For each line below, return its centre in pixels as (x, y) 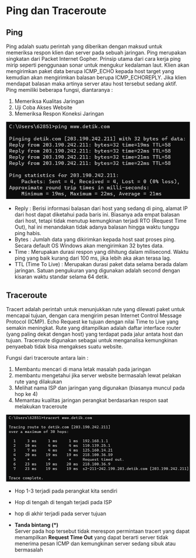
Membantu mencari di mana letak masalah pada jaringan (83, 369)
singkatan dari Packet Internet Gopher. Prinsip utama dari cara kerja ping (93, 59)
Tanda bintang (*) (36, 525)
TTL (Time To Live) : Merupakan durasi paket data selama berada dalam (101, 264)
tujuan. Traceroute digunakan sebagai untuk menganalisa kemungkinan (92, 340)
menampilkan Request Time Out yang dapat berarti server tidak (91, 538)
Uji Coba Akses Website (43, 107)
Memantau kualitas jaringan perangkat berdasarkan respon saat (91, 400)
